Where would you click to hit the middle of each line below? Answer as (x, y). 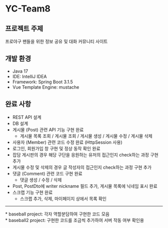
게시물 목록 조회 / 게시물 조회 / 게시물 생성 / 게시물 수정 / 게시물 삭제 (86, 136)
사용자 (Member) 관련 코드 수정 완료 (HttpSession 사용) (67, 142)
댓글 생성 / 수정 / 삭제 (41, 180)
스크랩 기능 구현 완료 (32, 192)
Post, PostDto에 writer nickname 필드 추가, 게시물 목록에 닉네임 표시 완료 (85, 186)
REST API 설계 (27, 117)
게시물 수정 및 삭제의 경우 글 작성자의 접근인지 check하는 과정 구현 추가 (82, 167)
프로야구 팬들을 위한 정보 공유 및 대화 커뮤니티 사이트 (56, 41)
